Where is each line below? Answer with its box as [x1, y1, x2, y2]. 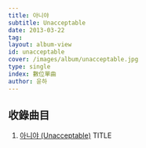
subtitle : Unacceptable [8, 19, 86, 27]
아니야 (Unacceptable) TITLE [19, 131, 112, 140]
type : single [8, 63, 51, 71]
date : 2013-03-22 [8, 26, 65, 34]
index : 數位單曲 [8, 70, 57, 78]
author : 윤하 [8, 77, 48, 85]
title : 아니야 [8, 11, 49, 20]
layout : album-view [8, 41, 72, 49]
